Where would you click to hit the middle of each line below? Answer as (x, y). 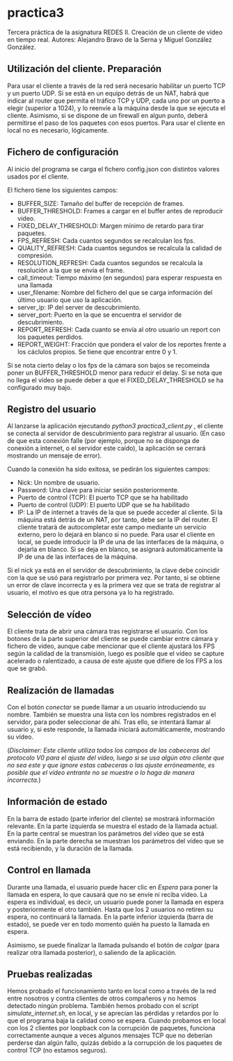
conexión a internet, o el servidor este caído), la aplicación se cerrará (107, 449)
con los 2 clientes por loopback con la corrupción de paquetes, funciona (111, 1028)
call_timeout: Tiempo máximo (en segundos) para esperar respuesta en (120, 278)
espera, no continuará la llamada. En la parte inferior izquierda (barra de (110, 917)
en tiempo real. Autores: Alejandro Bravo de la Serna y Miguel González (110, 39)
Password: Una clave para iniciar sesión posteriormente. (98, 490)
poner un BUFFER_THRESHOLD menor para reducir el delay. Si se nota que (115, 373)
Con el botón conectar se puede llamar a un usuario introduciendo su (107, 707)
